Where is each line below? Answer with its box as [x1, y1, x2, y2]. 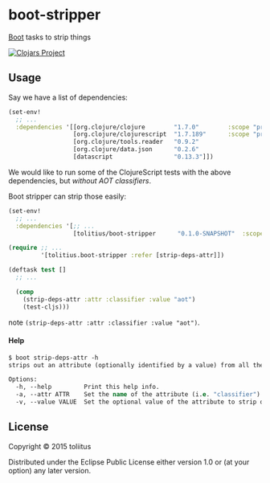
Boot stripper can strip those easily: [8, 191, 127, 201]
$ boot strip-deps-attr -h [8, 354, 99, 362]
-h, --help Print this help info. [15, 383, 160, 391]
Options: [8, 375, 38, 383]
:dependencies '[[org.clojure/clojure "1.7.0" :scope [15, 123, 250, 131]
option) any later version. [8, 465, 91, 475]
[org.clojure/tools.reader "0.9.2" [72, 138, 199, 146]
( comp [15, 288, 35, 296]
